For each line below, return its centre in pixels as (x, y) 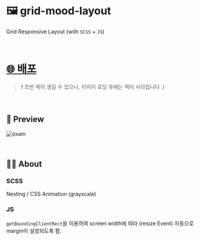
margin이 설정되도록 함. (34, 230)
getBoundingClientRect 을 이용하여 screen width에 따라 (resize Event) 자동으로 (100, 223)
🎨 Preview (25, 119)
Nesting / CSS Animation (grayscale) (51, 194)
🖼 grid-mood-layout (59, 11)
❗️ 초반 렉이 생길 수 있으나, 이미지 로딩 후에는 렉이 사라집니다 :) (93, 87)
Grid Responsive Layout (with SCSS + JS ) (55, 31)
